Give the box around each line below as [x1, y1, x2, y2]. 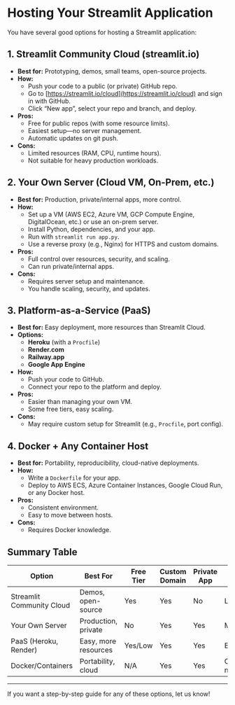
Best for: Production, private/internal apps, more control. [17, 195, 182, 204]
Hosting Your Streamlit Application [7, 5, 213, 21]
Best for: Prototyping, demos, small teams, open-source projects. [17, 67, 208, 75]
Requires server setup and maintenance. [27, 277, 145, 285]
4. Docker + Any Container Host [7, 440, 149, 452]
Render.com [27, 345, 64, 354]
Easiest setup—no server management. [27, 126, 142, 134]
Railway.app [27, 353, 65, 361]
